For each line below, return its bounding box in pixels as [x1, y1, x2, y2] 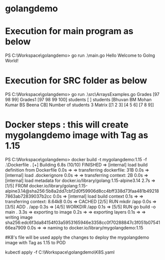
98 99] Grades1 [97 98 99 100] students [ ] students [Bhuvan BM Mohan [5, 97, 152, 103]
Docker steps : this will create [5, 119, 129, 130]
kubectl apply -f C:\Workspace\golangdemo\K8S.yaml [5, 249, 115, 255]
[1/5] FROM [5, 183, 28, 188]
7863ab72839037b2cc [5, 193, 52, 199]
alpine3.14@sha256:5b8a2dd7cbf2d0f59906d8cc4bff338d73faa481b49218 [5, 188, 159, 194]
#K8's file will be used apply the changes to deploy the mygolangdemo [5, 234, 149, 240]
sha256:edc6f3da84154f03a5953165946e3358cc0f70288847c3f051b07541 [5, 219, 160, 225]
